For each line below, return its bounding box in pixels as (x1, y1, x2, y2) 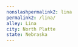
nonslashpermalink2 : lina (6, 9, 72, 15)
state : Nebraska (6, 32, 48, 38)
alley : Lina (6, 20, 37, 26)
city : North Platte (6, 26, 56, 32)
